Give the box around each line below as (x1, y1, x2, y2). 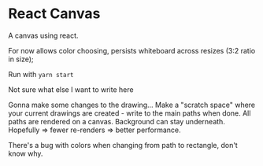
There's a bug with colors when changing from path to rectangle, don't (8, 140, 238, 149)
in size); (8, 54, 34, 64)
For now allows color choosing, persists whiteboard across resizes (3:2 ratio (8, 46, 256, 55)
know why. (8, 149, 43, 158)
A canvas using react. (8, 31, 79, 40)
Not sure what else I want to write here (8, 84, 134, 94)
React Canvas (8, 5, 101, 23)
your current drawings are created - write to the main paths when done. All (8, 108, 251, 118)
